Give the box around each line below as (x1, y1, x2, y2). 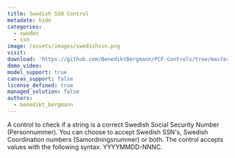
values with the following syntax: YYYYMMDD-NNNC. (7, 143, 163, 151)
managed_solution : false (7, 88, 80, 95)
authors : (7, 95, 33, 102)
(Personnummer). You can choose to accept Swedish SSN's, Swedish (7, 127, 208, 136)
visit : (7, 50, 27, 57)
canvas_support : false (7, 75, 73, 82)
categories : (7, 23, 42, 30)
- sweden (13, 29, 39, 37)
